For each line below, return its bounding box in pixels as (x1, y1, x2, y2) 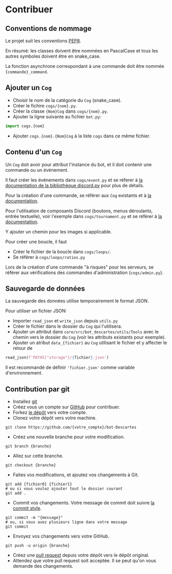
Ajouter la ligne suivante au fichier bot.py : (12, 113, 102, 119)
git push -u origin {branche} (5, 543, 70, 548)
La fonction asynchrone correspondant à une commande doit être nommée (5, 63, 164, 69)
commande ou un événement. (5, 167, 69, 173)
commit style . (12, 505, 42, 511)
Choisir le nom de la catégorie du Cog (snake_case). (12, 97, 122, 103)
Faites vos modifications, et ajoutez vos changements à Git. (12, 472, 139, 478)
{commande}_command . (5, 68, 48, 75)
